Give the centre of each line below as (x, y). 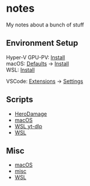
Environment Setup (42, 43)
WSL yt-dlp (28, 126)
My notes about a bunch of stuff (45, 25)
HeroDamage (31, 114)
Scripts (20, 99)
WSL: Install (21, 70)
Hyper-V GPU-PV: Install (36, 57)
